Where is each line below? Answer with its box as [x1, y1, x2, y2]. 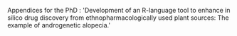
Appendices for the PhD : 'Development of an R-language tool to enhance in [7, 6, 231, 14]
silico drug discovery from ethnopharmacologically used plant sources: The [7, 13, 229, 22]
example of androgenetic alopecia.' [7, 21, 111, 29]
